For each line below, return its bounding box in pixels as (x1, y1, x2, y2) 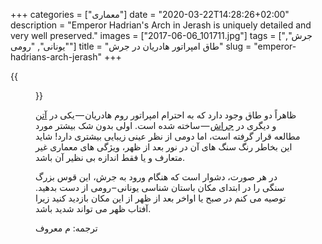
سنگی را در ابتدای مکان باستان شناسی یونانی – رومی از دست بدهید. (35, 182, 285, 193)
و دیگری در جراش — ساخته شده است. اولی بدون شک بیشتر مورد (35, 120, 277, 131)
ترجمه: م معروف (35, 222, 98, 234)
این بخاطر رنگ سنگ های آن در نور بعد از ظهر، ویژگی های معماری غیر (35, 141, 293, 153)
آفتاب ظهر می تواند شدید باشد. (35, 203, 152, 214)
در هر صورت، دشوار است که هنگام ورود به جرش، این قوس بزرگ (35, 171, 278, 183)
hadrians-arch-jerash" (10, 51, 102, 63)
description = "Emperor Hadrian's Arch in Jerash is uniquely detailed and (10, 19, 312, 31)
